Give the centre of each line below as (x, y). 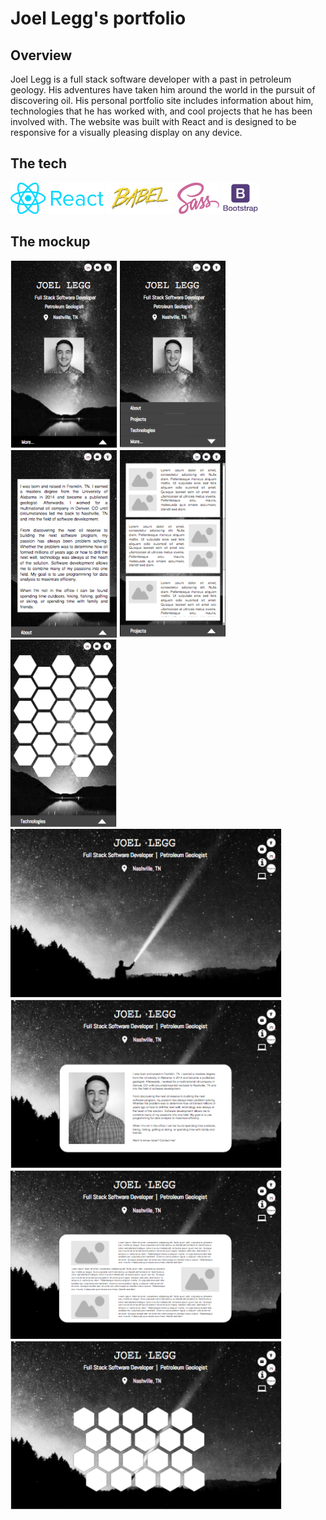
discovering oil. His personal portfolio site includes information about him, (162, 100)
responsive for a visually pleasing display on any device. (126, 132)
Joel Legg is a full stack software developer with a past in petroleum (151, 79)
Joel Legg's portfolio (98, 18)
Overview (41, 55)
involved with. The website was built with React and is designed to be (153, 121)
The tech (38, 163)
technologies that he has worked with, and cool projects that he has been (161, 111)
